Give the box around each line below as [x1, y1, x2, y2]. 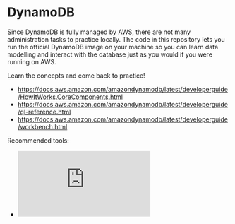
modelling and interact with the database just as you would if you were [7, 50, 213, 59]
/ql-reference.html [17, 107, 71, 116]
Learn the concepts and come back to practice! [7, 71, 146, 80]
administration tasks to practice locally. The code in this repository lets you [7, 35, 226, 43]
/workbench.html [17, 122, 68, 131]
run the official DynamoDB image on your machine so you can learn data [7, 42, 219, 51]
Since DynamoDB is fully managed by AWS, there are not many [7, 28, 191, 36]
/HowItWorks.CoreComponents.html [17, 93, 123, 101]
